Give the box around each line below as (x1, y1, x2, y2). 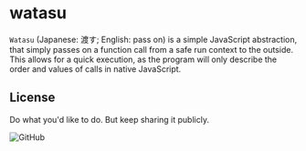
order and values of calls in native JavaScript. (9, 63, 182, 75)
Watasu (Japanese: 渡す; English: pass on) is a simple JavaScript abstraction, (9, 34, 298, 45)
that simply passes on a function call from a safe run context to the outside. (9, 44, 294, 55)
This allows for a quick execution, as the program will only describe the (9, 54, 278, 65)
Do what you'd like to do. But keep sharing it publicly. (9, 114, 210, 125)
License (9, 90, 56, 106)
